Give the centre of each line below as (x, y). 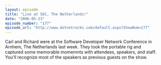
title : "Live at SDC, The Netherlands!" (47, 14)
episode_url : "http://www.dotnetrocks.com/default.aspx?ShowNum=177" (78, 28)
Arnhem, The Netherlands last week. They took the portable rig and (73, 47)
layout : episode (22, 10)
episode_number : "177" (28, 23)
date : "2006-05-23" (25, 19)
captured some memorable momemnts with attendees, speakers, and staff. (81, 52)
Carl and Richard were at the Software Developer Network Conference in (79, 42)
